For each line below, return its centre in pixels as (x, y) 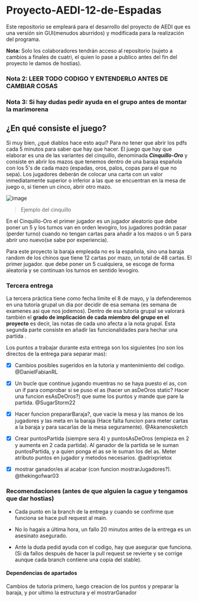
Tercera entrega (30, 286)
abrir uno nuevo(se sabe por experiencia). (57, 239)
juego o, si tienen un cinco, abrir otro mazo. (59, 186)
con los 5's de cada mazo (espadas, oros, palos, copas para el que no (92, 168)
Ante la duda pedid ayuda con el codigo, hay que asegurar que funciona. (103, 547)
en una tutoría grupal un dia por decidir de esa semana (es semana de (92, 305)
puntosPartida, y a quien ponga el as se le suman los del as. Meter (95, 451)
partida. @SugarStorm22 (45, 403)
